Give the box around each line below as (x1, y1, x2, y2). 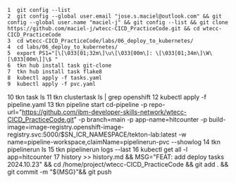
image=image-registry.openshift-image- (7, 123, 125, 131)
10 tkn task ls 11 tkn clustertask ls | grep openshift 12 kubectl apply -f (7, 93, 206, 101)
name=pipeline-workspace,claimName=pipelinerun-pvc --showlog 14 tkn (7, 138, 221, 146)
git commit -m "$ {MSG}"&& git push (7, 168, 112, 176)
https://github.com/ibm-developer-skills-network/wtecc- (21, 108, 187, 116)
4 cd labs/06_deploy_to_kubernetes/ (7, 44, 118, 51)
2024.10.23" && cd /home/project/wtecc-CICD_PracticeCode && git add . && (7, 160, 229, 168)
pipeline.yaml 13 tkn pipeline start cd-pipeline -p (7, 101, 148, 108)
